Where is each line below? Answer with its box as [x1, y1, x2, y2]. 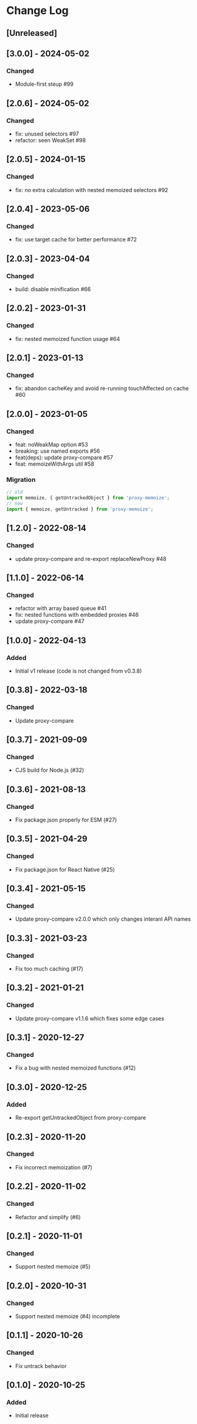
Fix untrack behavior [15, 1362, 67, 1369]
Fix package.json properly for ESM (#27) [15, 816, 117, 824]
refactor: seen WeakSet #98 [15, 136, 86, 143]
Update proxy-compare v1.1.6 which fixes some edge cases [15, 1014, 164, 1022]
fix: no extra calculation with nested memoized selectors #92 [15, 186, 168, 193]
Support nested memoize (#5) [15, 1263, 91, 1270]
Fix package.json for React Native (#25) [15, 865, 116, 873]
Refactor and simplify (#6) [15, 1213, 81, 1220]
